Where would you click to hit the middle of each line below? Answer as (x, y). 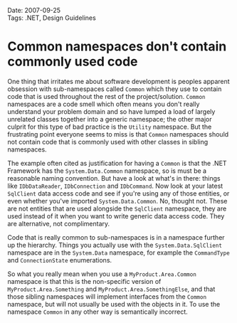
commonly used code (73, 62)
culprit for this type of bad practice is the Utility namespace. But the (110, 127)
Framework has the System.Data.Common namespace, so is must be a (107, 171)
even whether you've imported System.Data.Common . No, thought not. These (117, 201)
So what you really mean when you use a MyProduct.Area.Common (102, 274)
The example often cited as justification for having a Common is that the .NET (117, 163)
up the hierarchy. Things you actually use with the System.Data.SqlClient (115, 245)
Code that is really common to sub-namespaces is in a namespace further (116, 237)
